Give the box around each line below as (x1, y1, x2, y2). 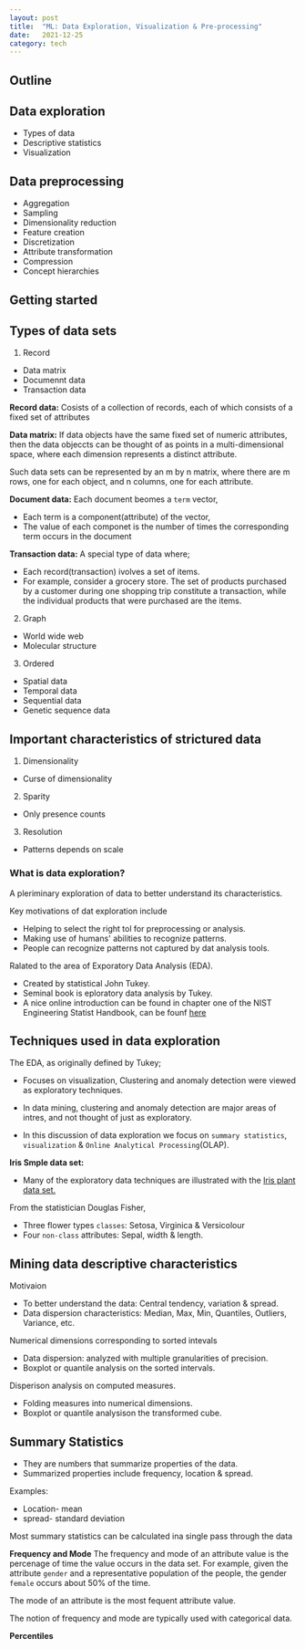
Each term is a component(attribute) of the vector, (22, 512, 211, 523)
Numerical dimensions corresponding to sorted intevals (9, 1335, 218, 1346)
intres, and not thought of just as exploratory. (22, 1112, 193, 1123)
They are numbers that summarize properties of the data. (22, 1458, 239, 1469)
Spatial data (22, 676, 68, 687)
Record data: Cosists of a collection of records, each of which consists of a (9, 402, 293, 413)
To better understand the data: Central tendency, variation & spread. (22, 1298, 280, 1310)
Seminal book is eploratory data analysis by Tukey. (22, 987, 213, 998)
